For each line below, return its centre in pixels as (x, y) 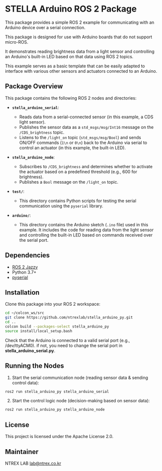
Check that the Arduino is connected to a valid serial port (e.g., (67, 340)
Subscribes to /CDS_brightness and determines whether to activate (86, 166)
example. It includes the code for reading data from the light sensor (86, 230)
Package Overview (34, 86)
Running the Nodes (35, 366)
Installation (22, 292)
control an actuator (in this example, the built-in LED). (73, 148)
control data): (25, 383)
